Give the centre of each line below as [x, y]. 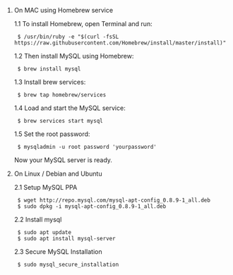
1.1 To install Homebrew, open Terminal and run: [83, 24]
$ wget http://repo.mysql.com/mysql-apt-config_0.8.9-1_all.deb [114, 200]
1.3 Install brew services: [50, 82]
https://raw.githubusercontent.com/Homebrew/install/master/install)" [120, 43]
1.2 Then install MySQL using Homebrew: [74, 56]
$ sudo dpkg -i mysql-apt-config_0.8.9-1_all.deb [92, 207]
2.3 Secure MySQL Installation [58, 252]
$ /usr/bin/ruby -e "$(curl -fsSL [68, 37]
